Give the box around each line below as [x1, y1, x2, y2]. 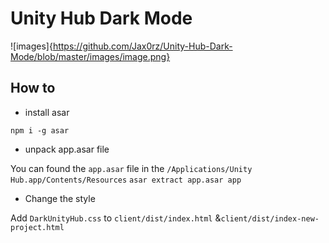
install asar [24, 106, 70, 118]
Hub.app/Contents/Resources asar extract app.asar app [10, 175, 242, 185]
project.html [10, 222, 65, 232]
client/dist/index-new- [220, 213, 320, 224]
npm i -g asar [10, 125, 70, 136]
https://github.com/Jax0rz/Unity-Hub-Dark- [52, 40, 233, 52]
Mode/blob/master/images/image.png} [10, 50, 171, 62]
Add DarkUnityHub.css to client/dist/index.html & [10, 212, 222, 224]
